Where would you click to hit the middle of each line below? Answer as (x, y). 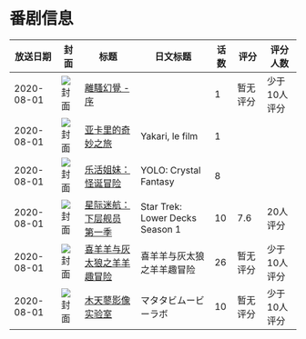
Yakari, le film (169, 135)
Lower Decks (169, 217)
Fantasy (158, 181)
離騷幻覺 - (107, 87)
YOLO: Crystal (171, 170)
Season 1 (161, 229)
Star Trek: (161, 206)
